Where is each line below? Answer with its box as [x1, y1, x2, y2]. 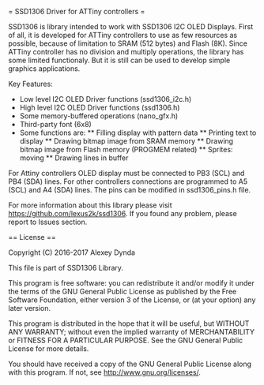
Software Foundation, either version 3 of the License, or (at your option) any [8, 295, 256, 305]
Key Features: [8, 79, 53, 88]
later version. [8, 304, 51, 312]
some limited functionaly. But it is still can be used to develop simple [8, 55, 231, 65]
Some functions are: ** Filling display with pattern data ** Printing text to [19, 128, 257, 137]
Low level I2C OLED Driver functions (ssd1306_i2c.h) [19, 95, 192, 103]
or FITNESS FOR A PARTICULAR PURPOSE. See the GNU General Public [8, 335, 243, 345]
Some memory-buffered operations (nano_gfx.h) [19, 111, 179, 121]
